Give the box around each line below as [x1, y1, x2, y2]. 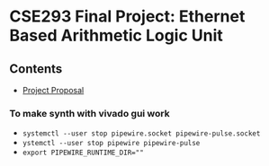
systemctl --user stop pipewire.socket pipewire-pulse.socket [22, 129, 261, 138]
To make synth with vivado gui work [9, 107, 170, 119]
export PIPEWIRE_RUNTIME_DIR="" [22, 148, 144, 158]
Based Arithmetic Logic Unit [9, 25, 223, 46]
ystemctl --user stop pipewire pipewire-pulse [22, 139, 201, 148]
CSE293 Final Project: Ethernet [9, 6, 246, 27]
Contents [9, 61, 63, 76]
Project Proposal [22, 85, 85, 95]
